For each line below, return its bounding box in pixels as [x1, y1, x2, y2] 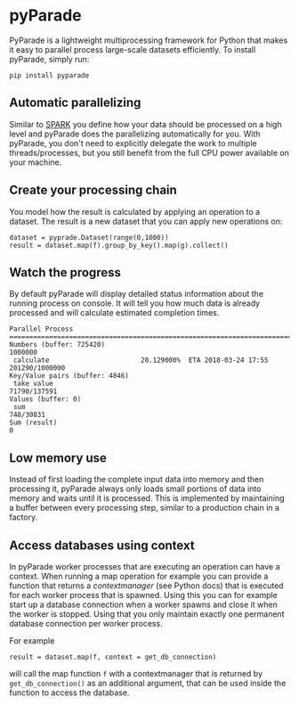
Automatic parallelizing [9, 95, 141, 111]
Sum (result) [9, 418, 58, 428]
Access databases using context [9, 537, 195, 553]
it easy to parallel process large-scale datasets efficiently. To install [9, 44, 256, 54]
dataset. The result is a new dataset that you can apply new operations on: [9, 216, 283, 226]
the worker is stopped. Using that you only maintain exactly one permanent [9, 609, 285, 619]
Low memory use [9, 450, 107, 465]
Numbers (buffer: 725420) [9, 340, 105, 349]
